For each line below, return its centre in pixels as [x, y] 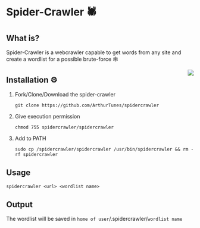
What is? [23, 38]
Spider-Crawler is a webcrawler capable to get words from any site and [94, 52]
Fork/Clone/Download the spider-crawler [65, 94]
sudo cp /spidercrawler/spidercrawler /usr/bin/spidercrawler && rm [101, 149]
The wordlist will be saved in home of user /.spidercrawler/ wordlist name [94, 219]
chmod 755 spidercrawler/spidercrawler [64, 127]
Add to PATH [30, 138]
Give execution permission [47, 116]
